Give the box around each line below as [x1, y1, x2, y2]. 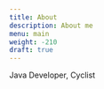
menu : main [9, 29, 50, 38]
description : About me [9, 21, 93, 30]
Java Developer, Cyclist [9, 70, 96, 80]
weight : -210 [9, 37, 58, 47]
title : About [9, 12, 58, 22]
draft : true [9, 46, 53, 55]
